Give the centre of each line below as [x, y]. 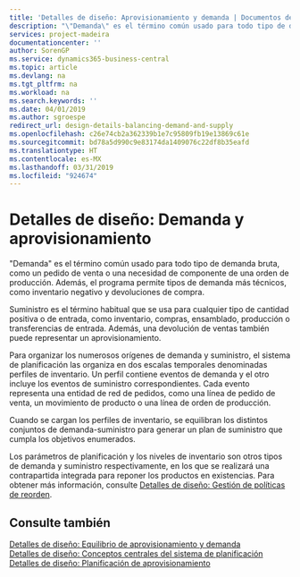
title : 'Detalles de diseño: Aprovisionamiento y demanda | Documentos [145, 17]
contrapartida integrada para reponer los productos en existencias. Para [142, 476]
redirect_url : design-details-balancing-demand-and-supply [121, 126]
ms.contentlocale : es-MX [55, 159]
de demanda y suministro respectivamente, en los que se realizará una [139, 466]
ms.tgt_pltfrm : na [43, 84]
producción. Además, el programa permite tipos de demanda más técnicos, [148, 283]
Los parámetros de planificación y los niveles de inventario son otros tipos [146, 456]
